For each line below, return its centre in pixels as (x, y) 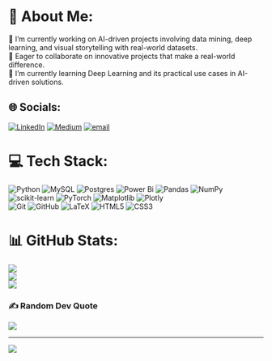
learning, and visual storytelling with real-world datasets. (103, 47)
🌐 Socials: (35, 107)
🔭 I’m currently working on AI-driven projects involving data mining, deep (130, 39)
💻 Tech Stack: (58, 161)
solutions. (47, 82)
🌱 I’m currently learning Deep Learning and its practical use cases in (122, 73)
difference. (27, 65)
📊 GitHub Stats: (64, 240)
